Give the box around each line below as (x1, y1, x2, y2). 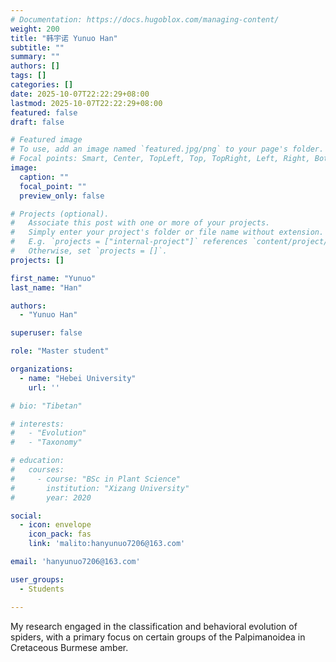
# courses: (10, 465, 65, 475)
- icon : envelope (19, 520, 92, 530)
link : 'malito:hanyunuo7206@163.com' (28, 539, 186, 549)
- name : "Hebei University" (19, 373, 137, 383)
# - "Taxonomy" (10, 437, 83, 448)
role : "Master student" (10, 346, 110, 356)
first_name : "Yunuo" (10, 273, 97, 283)
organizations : (10, 364, 74, 374)
